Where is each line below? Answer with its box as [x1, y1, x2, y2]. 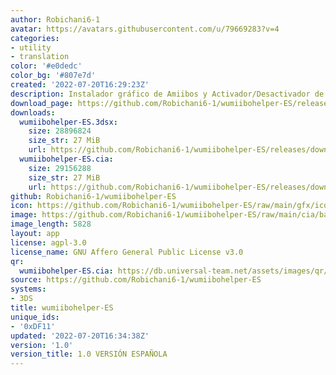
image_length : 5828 [10, 219, 92, 230]
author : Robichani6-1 [10, 14, 101, 25]
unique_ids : [10, 312, 60, 322]
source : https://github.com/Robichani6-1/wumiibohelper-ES [10, 275, 262, 285]
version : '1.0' [10, 340, 74, 350]
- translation [10, 52, 70, 62]
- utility [10, 42, 52, 53]
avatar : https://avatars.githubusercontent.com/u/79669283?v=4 [10, 24, 280, 34]
